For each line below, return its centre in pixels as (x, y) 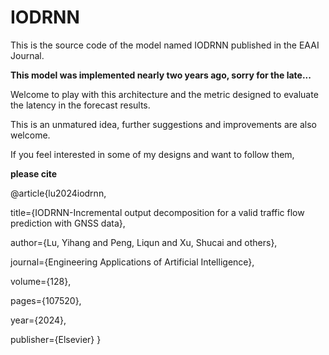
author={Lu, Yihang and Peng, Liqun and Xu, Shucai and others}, (144, 242)
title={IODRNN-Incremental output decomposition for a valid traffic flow (157, 212)
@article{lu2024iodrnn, (58, 193)
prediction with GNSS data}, (68, 223)
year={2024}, (38, 320)
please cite (34, 173)
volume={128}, (41, 281)
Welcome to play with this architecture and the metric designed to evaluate (164, 94)
